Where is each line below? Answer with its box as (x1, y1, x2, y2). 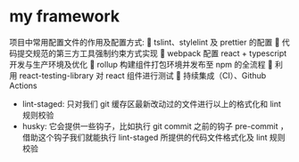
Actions (9, 80, 37, 91)
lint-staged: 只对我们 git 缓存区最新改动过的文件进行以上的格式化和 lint (21, 98, 281, 109)
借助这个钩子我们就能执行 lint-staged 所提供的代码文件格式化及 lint (21, 132, 268, 142)
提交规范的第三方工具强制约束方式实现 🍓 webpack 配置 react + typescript (16, 47, 287, 59)
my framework (9, 6, 120, 27)
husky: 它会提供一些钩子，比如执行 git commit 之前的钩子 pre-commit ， (21, 120, 288, 131)
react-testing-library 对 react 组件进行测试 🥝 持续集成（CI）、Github (19, 69, 267, 81)
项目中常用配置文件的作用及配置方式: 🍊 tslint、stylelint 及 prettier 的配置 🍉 (9, 36, 280, 47)
